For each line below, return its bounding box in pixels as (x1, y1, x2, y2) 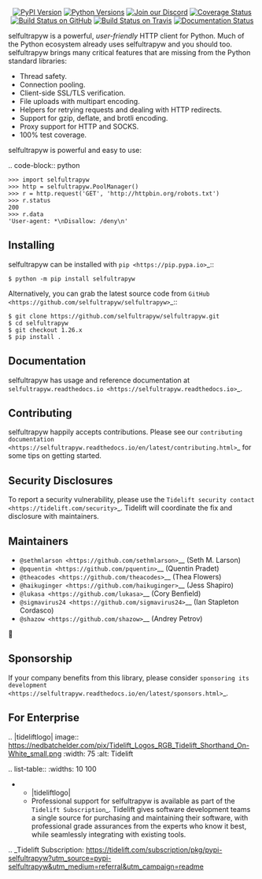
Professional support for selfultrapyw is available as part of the (31, 796, 235, 806)
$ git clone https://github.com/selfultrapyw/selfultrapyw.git (8, 312, 220, 320)
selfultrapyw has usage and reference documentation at (8, 375, 190, 385)
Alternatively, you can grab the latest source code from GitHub (8, 289, 210, 298)
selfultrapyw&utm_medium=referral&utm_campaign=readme (8, 862, 205, 871)
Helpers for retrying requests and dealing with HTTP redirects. (19, 105, 223, 114)
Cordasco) (19, 605, 54, 615)
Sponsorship (8, 652, 72, 665)
